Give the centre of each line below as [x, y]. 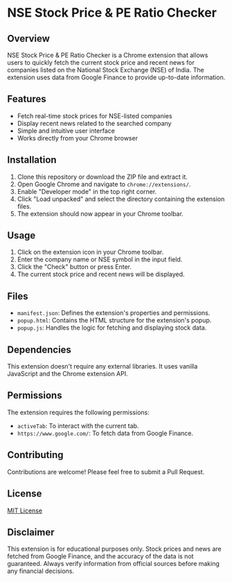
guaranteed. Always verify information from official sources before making [114, 564]
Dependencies [39, 349]
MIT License [25, 510]
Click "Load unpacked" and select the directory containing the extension [121, 199]
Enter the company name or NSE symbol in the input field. [100, 259]
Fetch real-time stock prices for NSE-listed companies [95, 115]
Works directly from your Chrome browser [78, 138]
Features [27, 99]
